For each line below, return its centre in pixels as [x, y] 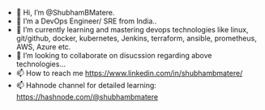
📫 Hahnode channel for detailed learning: [86, 85]
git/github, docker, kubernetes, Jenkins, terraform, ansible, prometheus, [136, 38]
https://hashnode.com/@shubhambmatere [87, 97]
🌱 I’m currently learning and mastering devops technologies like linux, [132, 30]
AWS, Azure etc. [43, 47]
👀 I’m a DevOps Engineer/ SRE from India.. [86, 21]
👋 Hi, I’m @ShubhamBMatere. [65, 13]
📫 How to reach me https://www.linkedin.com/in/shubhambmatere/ [129, 73]
